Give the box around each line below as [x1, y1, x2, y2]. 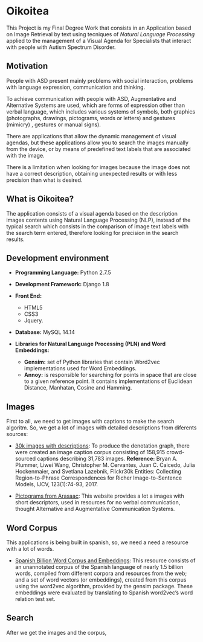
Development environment [6, 252, 109, 263]
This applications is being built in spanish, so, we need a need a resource [6, 539, 188, 546]
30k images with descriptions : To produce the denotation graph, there [14, 442, 190, 449]
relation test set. [14, 595, 56, 602]
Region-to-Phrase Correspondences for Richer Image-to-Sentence [14, 474, 182, 481]
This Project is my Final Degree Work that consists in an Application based [6, 24, 192, 31]
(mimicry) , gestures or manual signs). [6, 121, 101, 128]
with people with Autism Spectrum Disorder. [6, 43, 116, 51]
